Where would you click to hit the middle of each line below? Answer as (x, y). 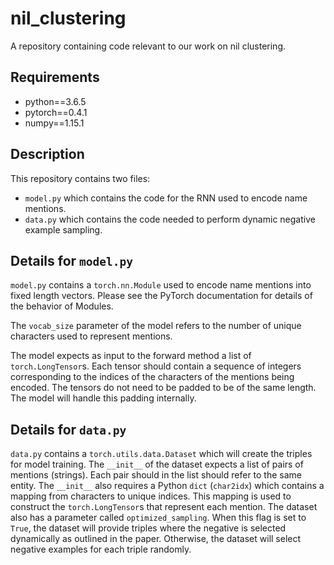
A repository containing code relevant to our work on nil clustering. (148, 46)
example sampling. (63, 229)
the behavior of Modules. (62, 306)
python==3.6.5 (55, 101)
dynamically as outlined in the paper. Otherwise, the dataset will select (156, 539)
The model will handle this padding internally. (103, 398)
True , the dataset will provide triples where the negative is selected (148, 528)
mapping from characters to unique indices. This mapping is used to (151, 496)
